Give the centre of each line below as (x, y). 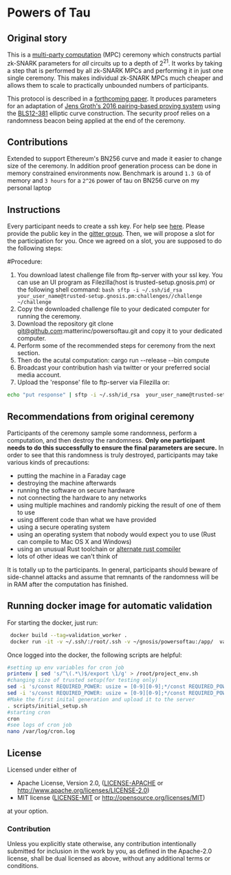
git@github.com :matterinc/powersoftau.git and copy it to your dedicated (120, 331)
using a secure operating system (63, 527)
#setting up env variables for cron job (66, 667)
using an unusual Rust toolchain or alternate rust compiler (99, 549)
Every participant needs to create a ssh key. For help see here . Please (106, 226)
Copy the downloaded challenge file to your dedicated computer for (113, 309)
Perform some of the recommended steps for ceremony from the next (116, 345)
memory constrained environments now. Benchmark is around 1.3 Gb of (109, 173)
